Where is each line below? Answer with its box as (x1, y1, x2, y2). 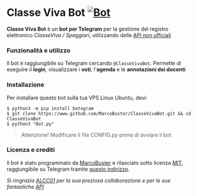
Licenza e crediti (6, 146, 55, 154)
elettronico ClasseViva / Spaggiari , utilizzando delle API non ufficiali (6, 31, 171, 38)
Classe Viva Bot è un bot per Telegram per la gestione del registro (6, 25, 169, 32)
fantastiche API (6, 183, 44, 190)
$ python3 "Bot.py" (6, 121, 55, 127)
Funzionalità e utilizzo (6, 46, 71, 54)
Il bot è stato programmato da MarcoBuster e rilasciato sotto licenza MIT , (6, 159, 183, 166)
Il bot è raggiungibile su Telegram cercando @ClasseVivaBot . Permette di (6, 59, 182, 67)
